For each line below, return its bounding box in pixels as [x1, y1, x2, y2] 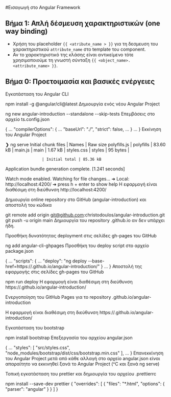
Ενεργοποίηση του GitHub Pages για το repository [5, 294, 111, 300]
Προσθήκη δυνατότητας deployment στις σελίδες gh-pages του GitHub [5, 232, 157, 238]
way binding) [5, 27, 48, 36]
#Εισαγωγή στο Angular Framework [5, 5, 81, 10]
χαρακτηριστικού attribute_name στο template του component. [12, 46, 146, 52]
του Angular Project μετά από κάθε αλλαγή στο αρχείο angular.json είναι [5, 355, 160, 361]
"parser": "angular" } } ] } [5, 386, 58, 392]
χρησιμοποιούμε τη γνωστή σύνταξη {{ [12, 57, 96, 63]
